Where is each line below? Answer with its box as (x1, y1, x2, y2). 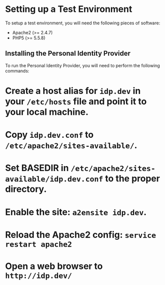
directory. (5, 184, 47, 195)
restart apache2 (5, 240, 72, 249)
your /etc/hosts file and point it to (5, 95, 147, 107)
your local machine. (5, 106, 88, 117)
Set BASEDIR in (5, 163, 69, 174)
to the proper (105, 173, 160, 185)
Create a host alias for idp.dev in (5, 85, 141, 96)
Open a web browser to (5, 260, 103, 272)
